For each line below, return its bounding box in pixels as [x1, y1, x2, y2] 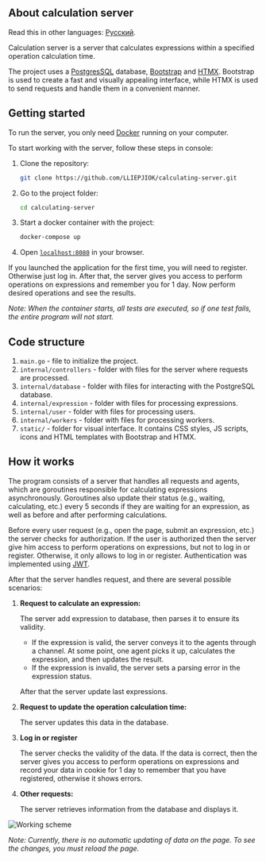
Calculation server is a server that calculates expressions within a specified [8, 43, 255, 52]
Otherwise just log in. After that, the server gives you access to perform [8, 272, 243, 281]
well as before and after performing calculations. [8, 510, 168, 519]
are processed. [19, 373, 70, 383]
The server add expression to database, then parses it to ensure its [19, 613, 240, 623]
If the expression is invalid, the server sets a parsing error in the [31, 662, 241, 672]
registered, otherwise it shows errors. [19, 774, 143, 783]
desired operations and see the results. [8, 288, 137, 298]
